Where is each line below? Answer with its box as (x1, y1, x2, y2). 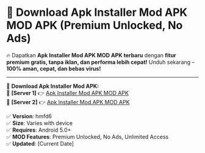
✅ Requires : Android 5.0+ (6, 126, 71, 133)
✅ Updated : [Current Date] (6, 140, 74, 147)
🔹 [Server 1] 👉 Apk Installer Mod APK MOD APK (6, 89, 129, 96)
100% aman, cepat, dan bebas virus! (6, 65, 101, 72)
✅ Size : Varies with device (6, 119, 73, 127)
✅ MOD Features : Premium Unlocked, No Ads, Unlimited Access (6, 133, 169, 140)
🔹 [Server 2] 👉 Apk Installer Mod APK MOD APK (6, 98, 130, 105)
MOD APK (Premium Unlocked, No (6, 18, 183, 32)
